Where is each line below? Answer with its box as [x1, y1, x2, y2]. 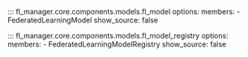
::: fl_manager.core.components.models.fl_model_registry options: [7, 31, 229, 40]
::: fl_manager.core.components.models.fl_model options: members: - [7, 7, 241, 16]
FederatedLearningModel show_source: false [7, 15, 159, 25]
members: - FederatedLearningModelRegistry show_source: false [7, 39, 227, 49]
